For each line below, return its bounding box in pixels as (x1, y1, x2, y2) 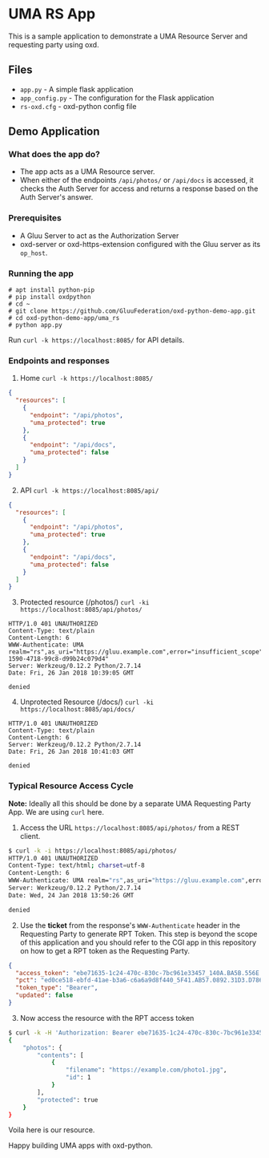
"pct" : (15, 976, 38, 985)
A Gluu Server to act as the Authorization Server (19, 230, 179, 241)
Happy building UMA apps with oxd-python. (8, 1140, 154, 1151)
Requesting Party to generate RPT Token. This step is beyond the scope (19, 929, 258, 938)
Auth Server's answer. (19, 192, 94, 202)
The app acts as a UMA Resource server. (19, 167, 155, 176)
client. (19, 831, 41, 840)
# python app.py (8, 322, 62, 330)
